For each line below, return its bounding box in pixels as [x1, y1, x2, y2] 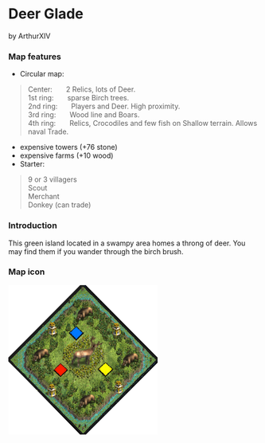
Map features [8, 51, 61, 62]
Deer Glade [8, 5, 84, 23]
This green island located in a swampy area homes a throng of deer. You [8, 238, 246, 248]
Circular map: [19, 69, 64, 79]
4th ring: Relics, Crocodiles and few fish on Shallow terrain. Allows [27, 119, 258, 128]
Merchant [27, 192, 60, 202]
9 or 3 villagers [27, 174, 77, 184]
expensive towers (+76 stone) [19, 143, 118, 152]
